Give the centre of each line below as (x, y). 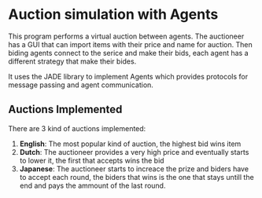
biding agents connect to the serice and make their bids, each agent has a (129, 53)
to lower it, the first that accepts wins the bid (92, 160)
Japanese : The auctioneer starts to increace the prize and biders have (134, 169)
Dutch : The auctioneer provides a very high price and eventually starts (134, 152)
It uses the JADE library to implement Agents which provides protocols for (128, 76)
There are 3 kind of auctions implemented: (77, 128)
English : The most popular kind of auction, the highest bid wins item (130, 144)
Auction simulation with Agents (113, 15)
